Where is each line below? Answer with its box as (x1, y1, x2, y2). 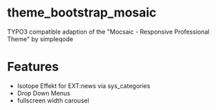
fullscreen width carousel (17, 96, 89, 104)
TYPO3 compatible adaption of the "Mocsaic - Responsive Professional (7, 27, 210, 36)
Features (7, 59, 59, 75)
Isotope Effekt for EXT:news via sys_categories (17, 81, 151, 90)
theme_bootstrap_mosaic (7, 5, 157, 21)
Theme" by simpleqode (7, 34, 74, 43)
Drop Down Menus (17, 89, 71, 97)
